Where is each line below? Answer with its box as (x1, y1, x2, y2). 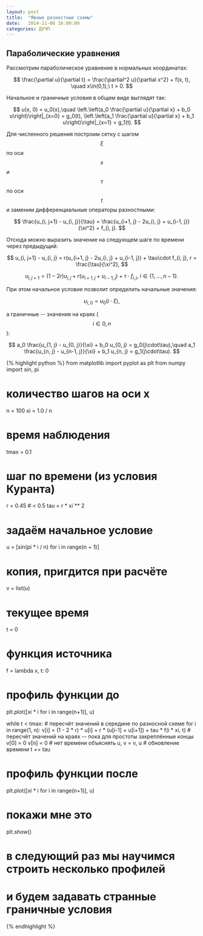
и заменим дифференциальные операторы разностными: (6, 206, 156, 214)
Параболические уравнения (6, 48, 120, 58)
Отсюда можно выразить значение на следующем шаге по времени (6, 236, 184, 243)
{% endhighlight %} (6, 923, 56, 930)
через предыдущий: (6, 243, 59, 250)
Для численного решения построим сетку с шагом (6, 131, 139, 138)
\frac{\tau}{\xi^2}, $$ (75, 261, 128, 268)
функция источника (6, 647, 112, 661)
